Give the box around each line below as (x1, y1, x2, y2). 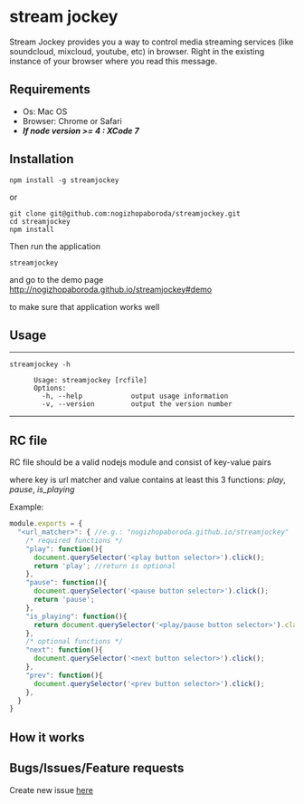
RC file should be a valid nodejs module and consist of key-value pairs (9, 457, 271, 468)
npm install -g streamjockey (9, 175, 119, 185)
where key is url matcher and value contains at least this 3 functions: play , (9, 474, 287, 486)
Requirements (9, 82, 90, 97)
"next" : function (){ (25, 645, 103, 654)
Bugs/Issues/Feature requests (9, 760, 185, 776)
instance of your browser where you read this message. (9, 55, 218, 66)
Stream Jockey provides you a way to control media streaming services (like (9, 36, 294, 47)
